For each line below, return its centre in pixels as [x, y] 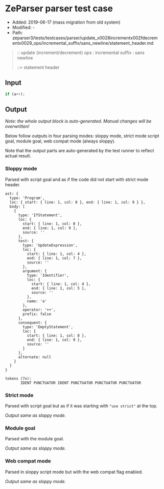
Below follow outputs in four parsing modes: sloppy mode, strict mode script [82, 136]
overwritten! [17, 126]
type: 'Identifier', [48, 275]
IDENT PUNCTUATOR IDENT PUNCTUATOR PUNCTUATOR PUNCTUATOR [81, 383]
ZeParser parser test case [59, 9]
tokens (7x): [18, 378]
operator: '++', [39, 310]
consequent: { [33, 322]
